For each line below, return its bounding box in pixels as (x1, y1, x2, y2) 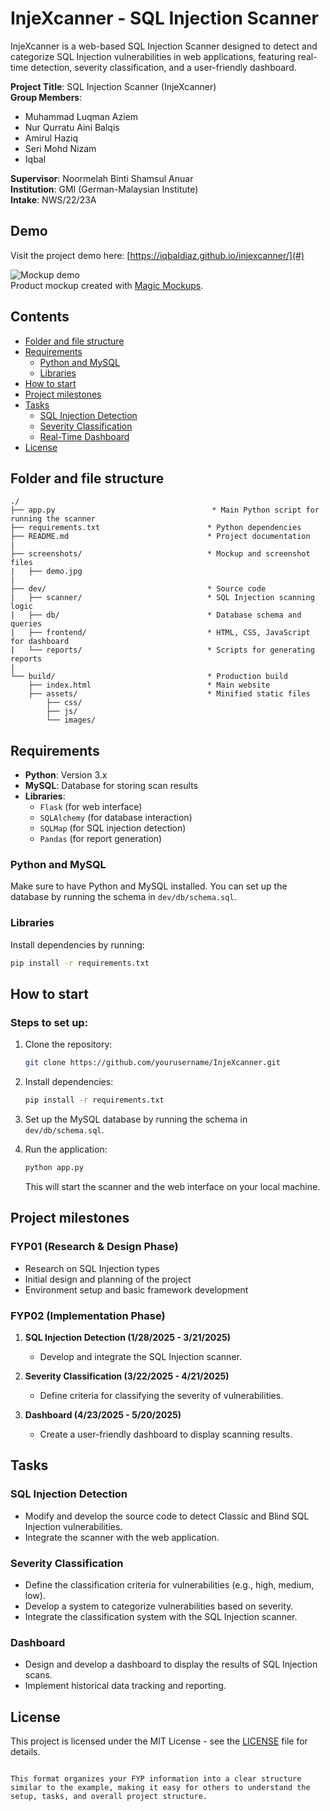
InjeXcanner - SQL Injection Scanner (10, 7, 319, 30)
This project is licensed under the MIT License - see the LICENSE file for (10, 1735, 308, 1747)
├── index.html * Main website (28, 680, 271, 691)
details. (10, 1746, 41, 1758)
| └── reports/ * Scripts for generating (10, 645, 315, 656)
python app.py (24, 1163, 84, 1173)
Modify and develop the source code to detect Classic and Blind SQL (24, 1510, 310, 1522)
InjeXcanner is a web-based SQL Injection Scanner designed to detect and (10, 40, 318, 52)
